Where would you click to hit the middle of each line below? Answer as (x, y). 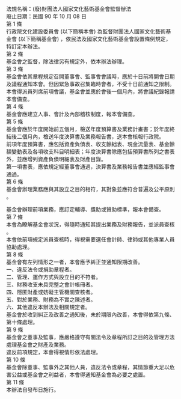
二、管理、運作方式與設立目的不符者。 (54, 277)
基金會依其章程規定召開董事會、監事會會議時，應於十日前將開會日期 (91, 76)
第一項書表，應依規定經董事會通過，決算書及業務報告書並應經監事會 (91, 166)
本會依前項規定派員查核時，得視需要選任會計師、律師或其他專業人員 (91, 239)
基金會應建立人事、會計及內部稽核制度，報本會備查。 (72, 114)
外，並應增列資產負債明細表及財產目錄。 (56, 159)
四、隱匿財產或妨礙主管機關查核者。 (51, 292)
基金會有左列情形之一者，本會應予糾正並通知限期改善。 (75, 262)
